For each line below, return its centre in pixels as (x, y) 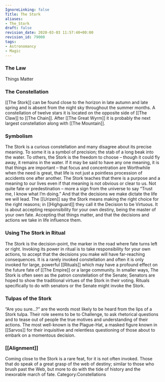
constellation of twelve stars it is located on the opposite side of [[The (76, 113)
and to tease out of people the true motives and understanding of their (77, 319)
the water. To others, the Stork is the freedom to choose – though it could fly (82, 157)
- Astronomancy (21, 46)
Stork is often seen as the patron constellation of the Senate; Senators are (80, 275)
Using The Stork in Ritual (35, 233)
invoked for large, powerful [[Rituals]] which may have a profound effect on (82, 265)
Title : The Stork (23, 14)
